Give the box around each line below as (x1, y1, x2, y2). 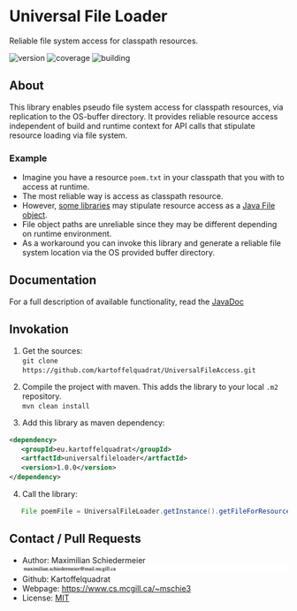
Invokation (9, 322, 69, 337)
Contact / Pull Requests (9, 531, 141, 546)
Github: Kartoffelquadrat (21, 573, 110, 584)
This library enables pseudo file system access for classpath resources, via (9, 102, 284, 112)
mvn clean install (21, 401, 90, 410)
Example (9, 152, 48, 164)
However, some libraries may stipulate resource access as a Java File (21, 201, 276, 211)
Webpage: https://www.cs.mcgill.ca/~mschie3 (21, 583, 192, 593)
